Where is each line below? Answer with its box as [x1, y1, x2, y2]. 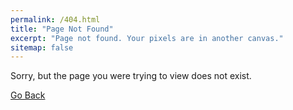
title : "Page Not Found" [10, 24, 114, 34]
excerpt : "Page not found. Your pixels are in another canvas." [10, 33, 284, 43]
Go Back [10, 89, 46, 101]
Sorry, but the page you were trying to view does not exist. [10, 70, 252, 82]
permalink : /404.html [10, 14, 101, 25]
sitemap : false [10, 42, 74, 53]
